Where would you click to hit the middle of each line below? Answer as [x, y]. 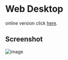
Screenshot [24, 39]
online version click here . [31, 23]
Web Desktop [34, 9]
